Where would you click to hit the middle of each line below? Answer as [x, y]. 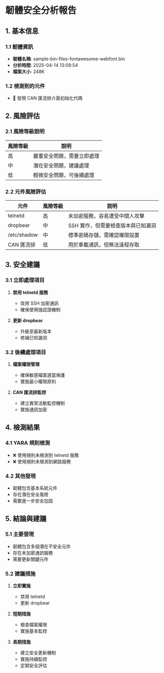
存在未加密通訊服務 [33, 552]
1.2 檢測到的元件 [25, 86]
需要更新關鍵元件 [30, 559]
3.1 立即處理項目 [25, 280]
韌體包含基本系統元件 [35, 488]
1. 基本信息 [22, 31]
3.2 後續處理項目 [26, 352]
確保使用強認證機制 [40, 309]
